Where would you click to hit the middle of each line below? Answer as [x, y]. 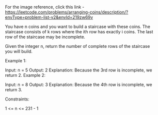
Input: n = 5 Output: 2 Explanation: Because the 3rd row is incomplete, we [79, 70]
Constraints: [17, 99]
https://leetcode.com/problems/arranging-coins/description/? [67, 12]
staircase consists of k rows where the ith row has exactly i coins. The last [79, 32]
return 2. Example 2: [25, 75]
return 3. [14, 90]
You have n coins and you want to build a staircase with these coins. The [78, 27]
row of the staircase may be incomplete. [45, 37]
